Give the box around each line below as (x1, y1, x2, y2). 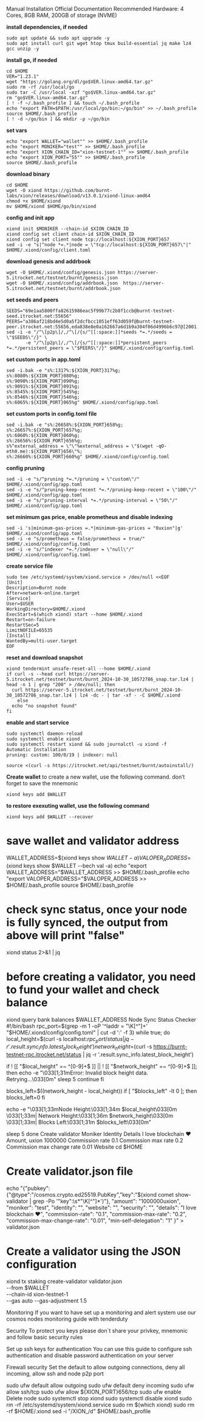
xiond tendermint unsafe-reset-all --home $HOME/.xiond (6, 666, 151, 672)
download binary (6, 170, 50, 177)
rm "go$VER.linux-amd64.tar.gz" (6, 95, 88, 101)
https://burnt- (153, 1043, 188, 1050)
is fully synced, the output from (6, 915, 168, 929)
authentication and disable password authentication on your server (6, 1352, 174, 1359)
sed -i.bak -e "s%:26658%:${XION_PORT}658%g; (6, 422, 123, 428)
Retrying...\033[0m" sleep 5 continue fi (6, 1076, 104, 1083)
